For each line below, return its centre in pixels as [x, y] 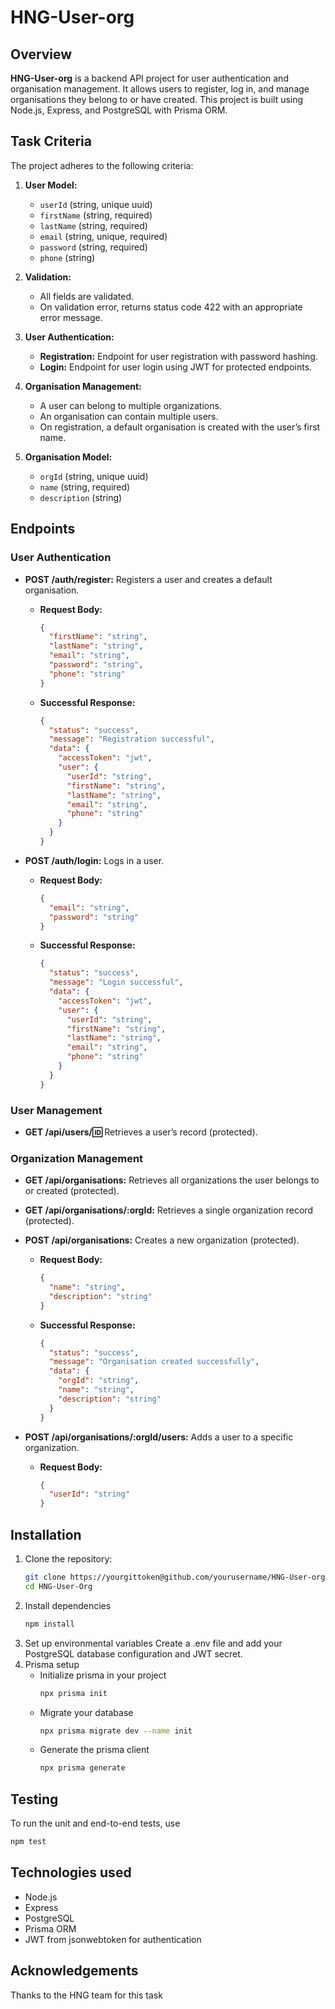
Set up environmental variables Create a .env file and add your [153, 1643]
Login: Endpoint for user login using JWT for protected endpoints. [176, 367]
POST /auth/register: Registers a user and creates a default [148, 579]
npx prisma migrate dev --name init [116, 1731]
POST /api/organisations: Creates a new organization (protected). [162, 1240]
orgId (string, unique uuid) [94, 476]
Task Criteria [51, 141]
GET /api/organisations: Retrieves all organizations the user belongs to [172, 1180]
